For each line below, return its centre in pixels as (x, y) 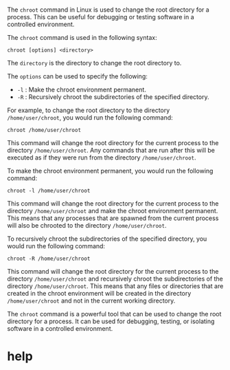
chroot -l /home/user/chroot (49, 191)
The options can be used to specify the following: (77, 76)
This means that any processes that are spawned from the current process (113, 218)
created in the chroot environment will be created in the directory (99, 294)
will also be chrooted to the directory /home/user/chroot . (87, 226)
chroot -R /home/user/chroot (49, 259)
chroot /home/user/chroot (44, 130)
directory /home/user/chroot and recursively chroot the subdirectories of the (115, 279)
